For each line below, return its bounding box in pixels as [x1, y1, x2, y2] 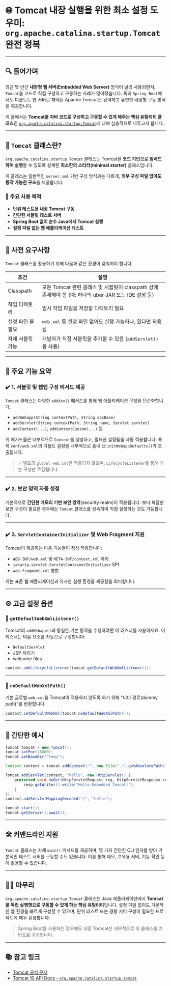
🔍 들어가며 [5, 67, 38, 76]
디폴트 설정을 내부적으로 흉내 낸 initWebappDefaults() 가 [43, 443, 157, 449]
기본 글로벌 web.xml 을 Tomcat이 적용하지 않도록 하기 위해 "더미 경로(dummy [5, 694, 158, 700]
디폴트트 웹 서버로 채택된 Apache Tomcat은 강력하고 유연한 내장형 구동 [14, 96, 157, 102]
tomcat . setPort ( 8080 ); [5, 749, 53, 755]
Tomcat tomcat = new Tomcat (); [5, 745, 72, 750]
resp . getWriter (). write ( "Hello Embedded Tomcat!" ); [23, 782, 136, 787]
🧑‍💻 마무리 [5, 881, 35, 890]
